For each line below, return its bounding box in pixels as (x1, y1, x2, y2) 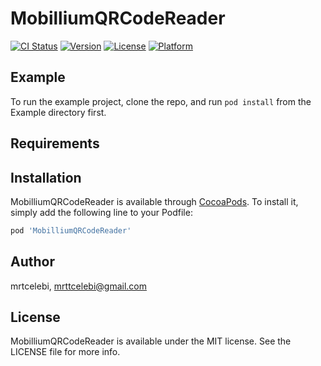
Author (10, 253, 55, 271)
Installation (10, 169, 82, 186)
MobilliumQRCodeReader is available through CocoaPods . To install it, (10, 195, 299, 207)
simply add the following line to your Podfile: (10, 206, 193, 218)
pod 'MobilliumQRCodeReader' (10, 225, 132, 236)
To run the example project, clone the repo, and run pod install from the (10, 95, 312, 107)
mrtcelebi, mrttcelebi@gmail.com (10, 280, 147, 292)
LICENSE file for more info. (10, 346, 121, 358)
